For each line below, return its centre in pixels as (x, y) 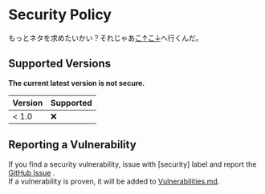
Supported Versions (59, 64)
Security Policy (60, 15)
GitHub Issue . (32, 172)
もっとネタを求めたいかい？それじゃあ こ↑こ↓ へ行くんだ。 (106, 38)
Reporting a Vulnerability (72, 145)
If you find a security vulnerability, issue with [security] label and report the (132, 164)
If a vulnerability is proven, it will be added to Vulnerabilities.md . (114, 181)
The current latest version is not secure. (77, 83)
